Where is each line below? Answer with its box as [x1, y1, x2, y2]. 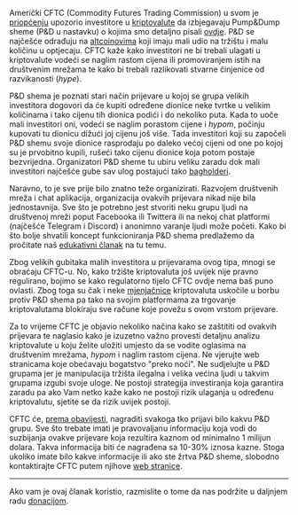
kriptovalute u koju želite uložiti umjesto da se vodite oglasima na [9, 340, 247, 350]
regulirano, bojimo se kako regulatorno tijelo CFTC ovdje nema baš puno [9, 276, 274, 286]
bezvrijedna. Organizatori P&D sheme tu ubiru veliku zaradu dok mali [9, 157, 260, 167]
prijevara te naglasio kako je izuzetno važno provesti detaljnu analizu [9, 331, 261, 340]
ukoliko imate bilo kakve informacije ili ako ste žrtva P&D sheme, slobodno [9, 451, 279, 462]
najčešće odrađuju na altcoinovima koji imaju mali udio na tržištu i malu [9, 35, 269, 46]
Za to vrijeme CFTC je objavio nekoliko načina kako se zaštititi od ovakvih [9, 321, 278, 332]
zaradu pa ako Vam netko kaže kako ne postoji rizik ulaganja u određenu [9, 387, 274, 397]
